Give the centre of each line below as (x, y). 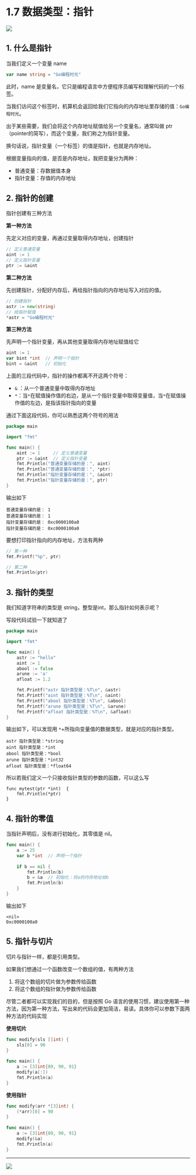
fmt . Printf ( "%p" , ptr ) (34, 556)
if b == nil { (34, 867)
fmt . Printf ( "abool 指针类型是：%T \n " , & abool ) (71, 701)
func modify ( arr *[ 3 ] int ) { (40, 1106)
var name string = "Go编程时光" (44, 74)
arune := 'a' (32, 674)
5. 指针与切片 (30, 942)
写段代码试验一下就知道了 (37, 620)
